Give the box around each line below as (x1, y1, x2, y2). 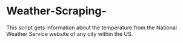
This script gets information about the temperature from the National (6, 24, 178, 31)
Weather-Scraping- (6, 4, 107, 18)
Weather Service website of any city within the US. (6, 30, 133, 37)
